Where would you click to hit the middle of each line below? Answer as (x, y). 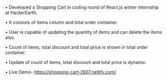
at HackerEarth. (21, 13)
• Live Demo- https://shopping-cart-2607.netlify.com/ (61, 72)
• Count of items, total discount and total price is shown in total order (76, 47)
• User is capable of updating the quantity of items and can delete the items (83, 32)
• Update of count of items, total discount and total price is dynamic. (76, 62)
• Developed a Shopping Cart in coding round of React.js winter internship (82, 7)
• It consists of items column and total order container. (61, 22)
